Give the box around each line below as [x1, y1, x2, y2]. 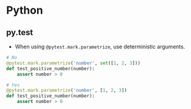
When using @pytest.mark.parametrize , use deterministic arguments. [14, 43, 186, 50]
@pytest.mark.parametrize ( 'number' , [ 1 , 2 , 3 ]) [6, 88, 128, 94]
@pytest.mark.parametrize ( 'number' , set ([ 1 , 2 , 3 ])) [6, 60, 141, 66]
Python [6, 4, 43, 17]
